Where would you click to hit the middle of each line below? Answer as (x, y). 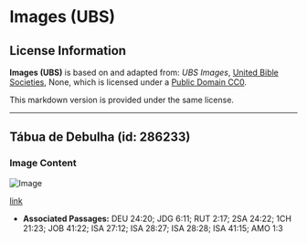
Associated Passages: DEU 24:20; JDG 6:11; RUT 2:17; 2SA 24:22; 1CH (157, 218)
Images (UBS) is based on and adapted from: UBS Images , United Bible (144, 72)
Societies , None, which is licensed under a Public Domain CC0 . (128, 82)
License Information (68, 51)
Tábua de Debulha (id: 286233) (100, 137)
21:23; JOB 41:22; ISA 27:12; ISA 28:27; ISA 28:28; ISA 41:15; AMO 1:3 (153, 228)
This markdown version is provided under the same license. (122, 100)
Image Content (43, 164)
